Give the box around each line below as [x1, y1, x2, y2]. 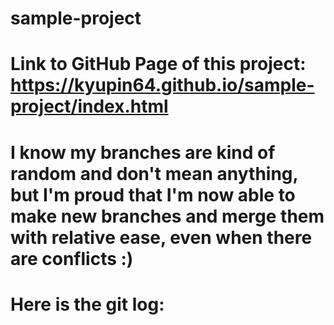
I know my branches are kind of [10, 141, 276, 164]
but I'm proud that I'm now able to [10, 183, 296, 206]
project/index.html [10, 95, 169, 118]
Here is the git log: [10, 293, 165, 316]
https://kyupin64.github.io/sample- [10, 74, 315, 97]
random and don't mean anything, [10, 162, 299, 185]
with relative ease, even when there [10, 226, 313, 249]
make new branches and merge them [10, 205, 325, 227]
